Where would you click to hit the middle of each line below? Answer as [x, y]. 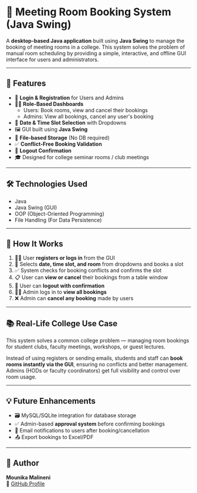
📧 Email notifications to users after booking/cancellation [82, 430]
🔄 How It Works [35, 244]
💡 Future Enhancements [51, 401]
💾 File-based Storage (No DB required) [62, 137]
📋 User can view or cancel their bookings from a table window [91, 277]
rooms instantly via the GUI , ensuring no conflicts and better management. [97, 364]
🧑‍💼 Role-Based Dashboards [49, 104]
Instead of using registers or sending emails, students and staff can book [94, 358]
